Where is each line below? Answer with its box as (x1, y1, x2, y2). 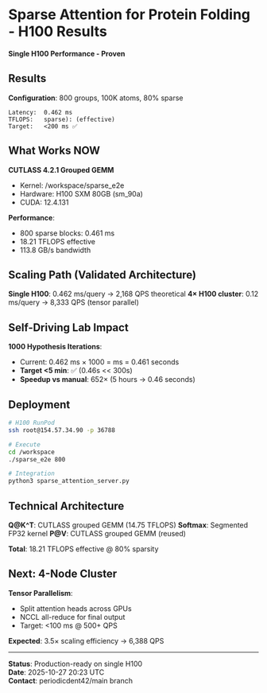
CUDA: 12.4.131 (19, 197, 69, 207)
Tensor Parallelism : (8, 588, 73, 598)
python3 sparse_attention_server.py (8, 477, 130, 485)
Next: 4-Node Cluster (8, 567, 118, 581)
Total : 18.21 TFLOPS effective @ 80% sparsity (8, 543, 159, 554)
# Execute (8, 440, 41, 449)
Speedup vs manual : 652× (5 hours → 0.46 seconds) (19, 375, 196, 384)
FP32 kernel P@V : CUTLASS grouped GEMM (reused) (8, 528, 187, 538)
